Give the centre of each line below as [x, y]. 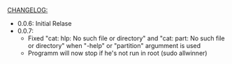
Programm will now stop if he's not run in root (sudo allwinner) [117, 53]
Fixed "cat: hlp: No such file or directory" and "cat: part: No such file [126, 38]
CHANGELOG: [28, 10]
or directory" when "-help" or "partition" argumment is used [114, 46]
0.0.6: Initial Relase [44, 23]
